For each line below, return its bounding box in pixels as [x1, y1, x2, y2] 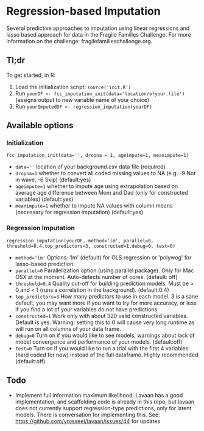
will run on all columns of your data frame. [15, 325, 121, 332]
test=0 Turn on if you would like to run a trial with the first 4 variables [15, 344, 189, 352]
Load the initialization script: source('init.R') [15, 83, 132, 90]
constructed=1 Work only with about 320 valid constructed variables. [15, 312, 188, 319]
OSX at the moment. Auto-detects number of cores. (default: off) [15, 273, 178, 280]
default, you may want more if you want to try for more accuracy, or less [15, 299, 197, 306]
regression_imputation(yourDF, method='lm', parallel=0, [6, 237, 154, 244]
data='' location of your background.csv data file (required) [15, 163, 166, 170]
